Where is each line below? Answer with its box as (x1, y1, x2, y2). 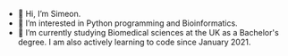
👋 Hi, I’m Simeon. (17, 9, 81, 19)
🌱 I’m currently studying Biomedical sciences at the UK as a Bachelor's (17, 28, 279, 37)
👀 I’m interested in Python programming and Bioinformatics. (17, 18, 239, 28)
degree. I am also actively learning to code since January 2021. (17, 36, 251, 47)
